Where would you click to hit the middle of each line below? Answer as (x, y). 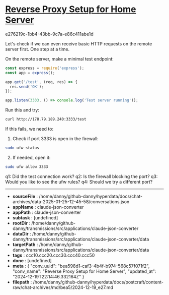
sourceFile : (25, 196)
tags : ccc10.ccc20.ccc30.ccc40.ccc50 (54, 255)
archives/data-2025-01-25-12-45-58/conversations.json (71, 201)
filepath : (22, 282)
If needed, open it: (31, 157)
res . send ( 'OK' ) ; (27, 87)
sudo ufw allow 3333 (27, 167)
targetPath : (25, 244)
